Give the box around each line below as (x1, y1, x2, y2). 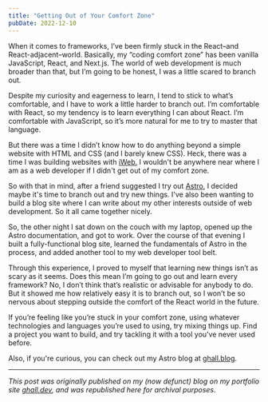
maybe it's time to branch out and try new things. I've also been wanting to (8, 189, 254, 199)
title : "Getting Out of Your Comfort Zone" (8, 11, 156, 20)
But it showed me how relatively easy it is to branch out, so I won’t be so (8, 289, 246, 298)
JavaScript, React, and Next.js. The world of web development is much (8, 58, 242, 68)
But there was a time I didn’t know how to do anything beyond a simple (8, 140, 241, 149)
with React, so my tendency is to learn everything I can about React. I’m (8, 107, 244, 117)
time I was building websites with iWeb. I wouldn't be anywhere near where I (8, 157, 260, 166)
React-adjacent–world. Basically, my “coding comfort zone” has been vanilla (8, 50, 259, 59)
